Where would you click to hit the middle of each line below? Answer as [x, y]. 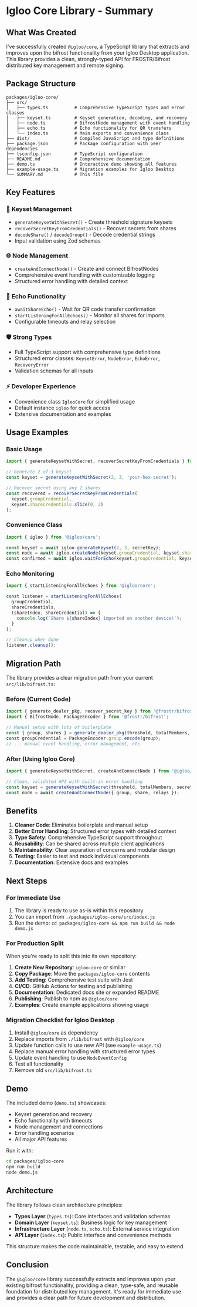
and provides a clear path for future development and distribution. [86, 1298]
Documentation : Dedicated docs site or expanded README [87, 992]
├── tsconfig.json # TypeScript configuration [74, 154]
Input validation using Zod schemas [57, 241]
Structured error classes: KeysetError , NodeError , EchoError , [87, 358]
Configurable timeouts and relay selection [65, 322]
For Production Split [35, 943]
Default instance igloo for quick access [62, 408]
